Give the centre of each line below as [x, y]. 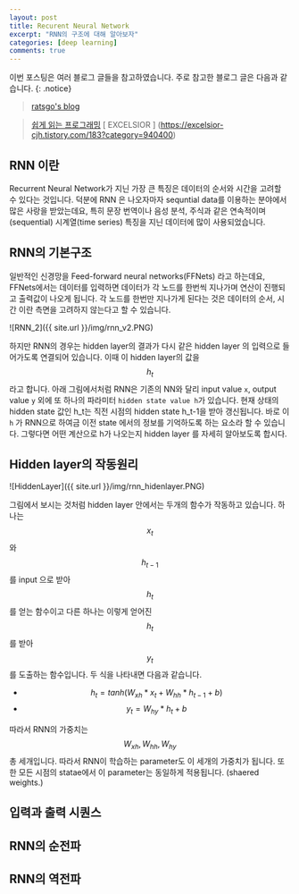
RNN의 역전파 [46, 878]
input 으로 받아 [45, 579]
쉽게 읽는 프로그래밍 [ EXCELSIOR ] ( [96, 125]
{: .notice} [54, 89]
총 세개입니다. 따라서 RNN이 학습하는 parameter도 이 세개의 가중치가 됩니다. [142, 761]
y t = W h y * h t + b [157, 710]
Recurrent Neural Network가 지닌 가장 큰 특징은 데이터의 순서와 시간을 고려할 [145, 188]
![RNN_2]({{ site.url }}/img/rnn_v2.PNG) [81, 327]
